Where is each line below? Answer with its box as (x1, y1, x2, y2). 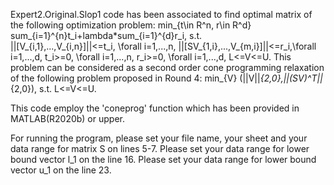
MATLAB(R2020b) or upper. (10, 113, 125, 124)
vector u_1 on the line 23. (10, 164, 112, 176)
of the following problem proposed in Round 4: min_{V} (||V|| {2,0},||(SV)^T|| (10, 72, 323, 84)
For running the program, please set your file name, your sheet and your (10, 132, 308, 144)
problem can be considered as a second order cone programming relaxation (10, 62, 325, 73)
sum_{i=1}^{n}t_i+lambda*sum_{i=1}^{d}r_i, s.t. (10, 30, 203, 41)
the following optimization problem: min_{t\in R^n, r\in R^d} (10, 19, 252, 31)
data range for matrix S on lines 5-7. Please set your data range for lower (10, 143, 310, 154)
